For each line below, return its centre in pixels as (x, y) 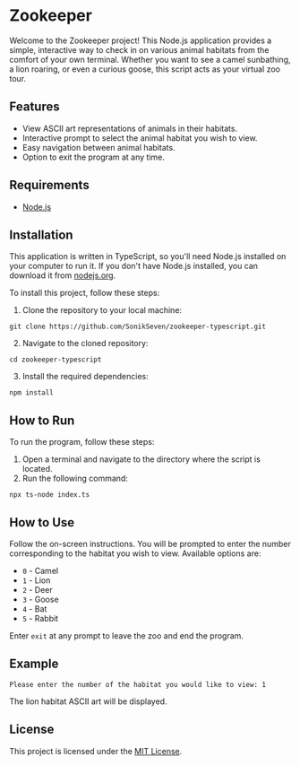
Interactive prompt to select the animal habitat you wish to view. (140, 138)
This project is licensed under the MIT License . (96, 751)
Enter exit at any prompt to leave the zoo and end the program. (127, 636)
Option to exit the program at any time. (94, 157)
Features (34, 107)
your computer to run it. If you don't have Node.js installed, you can (133, 266)
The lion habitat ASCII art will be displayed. (88, 701)
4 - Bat (34, 609)
